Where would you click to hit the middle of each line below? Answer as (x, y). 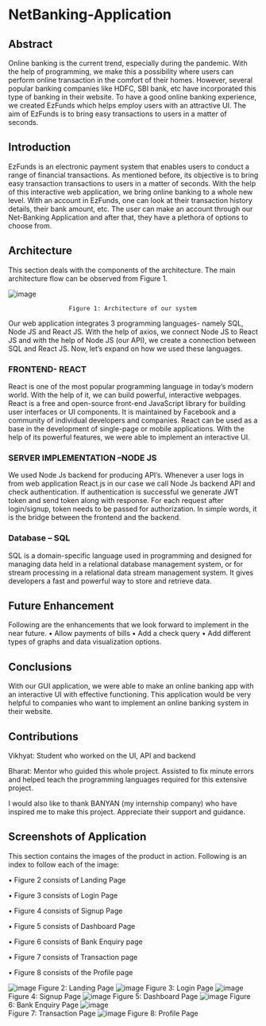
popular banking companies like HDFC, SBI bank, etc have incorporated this (132, 88)
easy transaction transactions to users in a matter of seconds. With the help (132, 183)
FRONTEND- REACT (48, 369)
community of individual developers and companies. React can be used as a (133, 420)
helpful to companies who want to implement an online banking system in (129, 703)
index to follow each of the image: (64, 864)
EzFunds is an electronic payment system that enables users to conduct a (129, 166)
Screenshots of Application (77, 837)
